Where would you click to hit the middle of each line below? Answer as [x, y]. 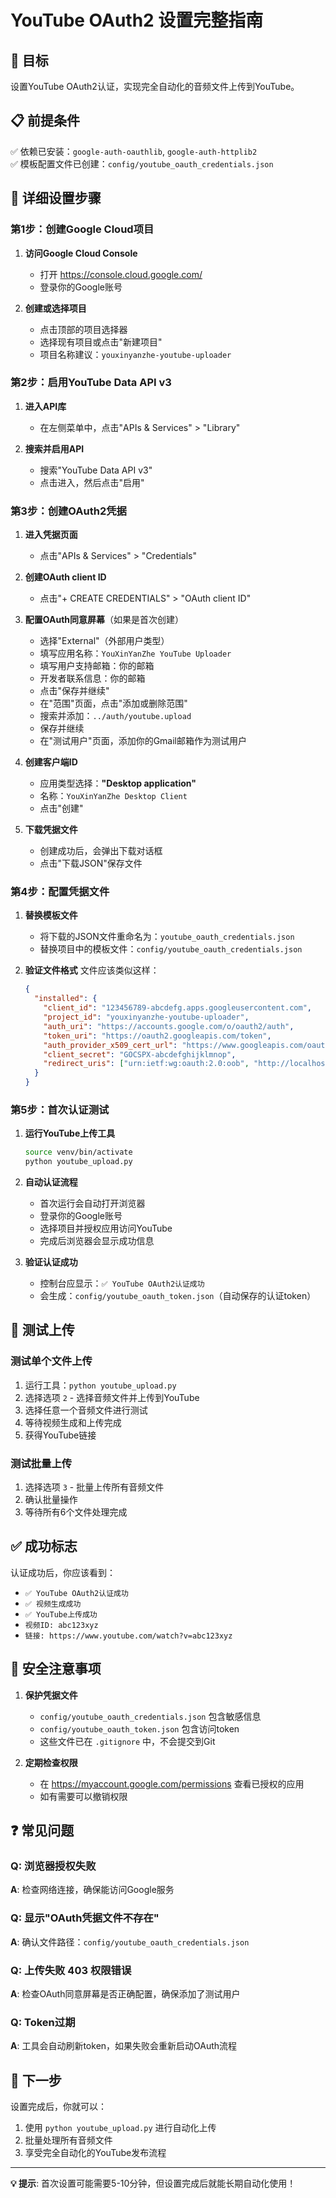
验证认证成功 [51, 1262]
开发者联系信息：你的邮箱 [92, 678]
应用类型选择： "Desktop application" [118, 783]
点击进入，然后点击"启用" [92, 482]
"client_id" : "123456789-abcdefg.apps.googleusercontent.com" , [178, 1008]
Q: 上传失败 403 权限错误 [71, 1970]
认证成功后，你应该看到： [63, 1572]
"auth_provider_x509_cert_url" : [110, 1045]
